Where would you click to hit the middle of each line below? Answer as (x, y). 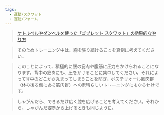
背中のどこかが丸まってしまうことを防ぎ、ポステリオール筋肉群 (90, 79)
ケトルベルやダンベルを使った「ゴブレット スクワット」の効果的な (84, 33)
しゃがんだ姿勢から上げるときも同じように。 (71, 108)
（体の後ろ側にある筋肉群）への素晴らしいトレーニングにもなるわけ (86, 85)
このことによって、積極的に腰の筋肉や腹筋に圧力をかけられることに (86, 66)
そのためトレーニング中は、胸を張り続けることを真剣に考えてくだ (84, 50)
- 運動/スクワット (26, 14)
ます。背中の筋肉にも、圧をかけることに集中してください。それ (86, 73)
